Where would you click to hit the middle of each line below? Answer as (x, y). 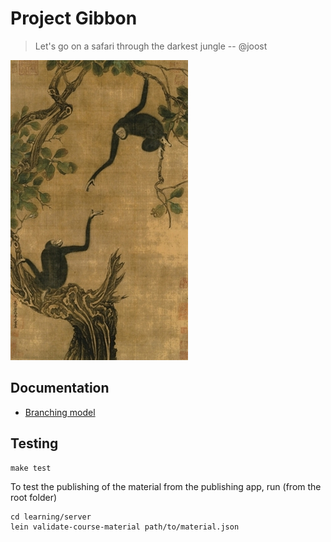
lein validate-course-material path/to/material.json (125, 527)
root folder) (34, 497)
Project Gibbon (74, 18)
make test (31, 468)
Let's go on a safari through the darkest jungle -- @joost (151, 46)
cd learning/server (51, 517)
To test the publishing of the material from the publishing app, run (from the (166, 486)
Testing (34, 443)
